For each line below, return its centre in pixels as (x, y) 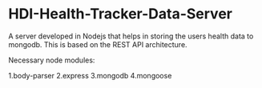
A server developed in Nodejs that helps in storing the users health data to (131, 36)
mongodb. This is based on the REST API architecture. (98, 44)
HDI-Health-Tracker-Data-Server (120, 14)
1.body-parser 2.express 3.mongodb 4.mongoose (90, 75)
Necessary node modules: (52, 60)
